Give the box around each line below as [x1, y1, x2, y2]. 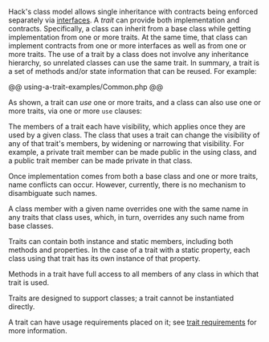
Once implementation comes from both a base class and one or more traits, [8, 172, 259, 181]
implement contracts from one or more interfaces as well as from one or [8, 41, 247, 51]
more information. [8, 326, 67, 336]
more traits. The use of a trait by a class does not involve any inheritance [8, 50, 249, 59]
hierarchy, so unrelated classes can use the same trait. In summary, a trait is [8, 58, 259, 67]
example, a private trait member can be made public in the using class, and [8, 148, 257, 157]
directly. [8, 302, 35, 311]
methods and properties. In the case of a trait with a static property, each [8, 245, 251, 254]
